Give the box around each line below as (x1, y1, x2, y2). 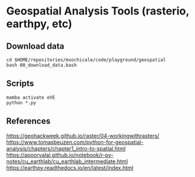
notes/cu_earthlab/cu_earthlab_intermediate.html (6, 158, 128, 165)
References (6, 116, 51, 126)
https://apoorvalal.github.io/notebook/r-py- (6, 151, 113, 158)
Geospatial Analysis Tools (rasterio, (6, 4, 190, 18)
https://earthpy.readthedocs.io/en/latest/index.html (6, 164, 134, 171)
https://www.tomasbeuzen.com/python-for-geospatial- (6, 138, 144, 146)
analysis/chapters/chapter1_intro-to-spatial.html (6, 144, 126, 152)
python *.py (6, 99, 36, 106)
